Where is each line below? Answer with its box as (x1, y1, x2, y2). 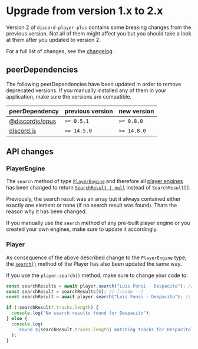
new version (118, 107, 154, 115)
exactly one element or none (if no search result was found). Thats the (6, 202, 177, 209)
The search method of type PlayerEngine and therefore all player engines (6, 178, 183, 185)
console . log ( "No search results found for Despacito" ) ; (11, 310, 151, 317)
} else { (6, 316, 28, 322)
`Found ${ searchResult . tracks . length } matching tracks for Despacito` (16, 327, 194, 332)
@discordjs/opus (9, 117, 57, 125)
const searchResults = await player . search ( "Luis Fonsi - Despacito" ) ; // (6, 283, 194, 289)
